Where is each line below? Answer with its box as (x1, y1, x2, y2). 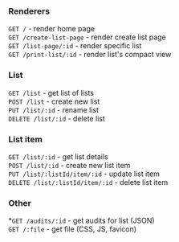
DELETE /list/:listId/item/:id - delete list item (8, 177, 169, 187)
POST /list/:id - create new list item (8, 160, 131, 170)
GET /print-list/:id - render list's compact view (8, 50, 172, 59)
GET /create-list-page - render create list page (8, 32, 166, 42)
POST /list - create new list (8, 96, 100, 106)
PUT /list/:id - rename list (8, 105, 99, 114)
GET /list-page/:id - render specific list (8, 41, 142, 51)
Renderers (8, 6, 51, 17)
